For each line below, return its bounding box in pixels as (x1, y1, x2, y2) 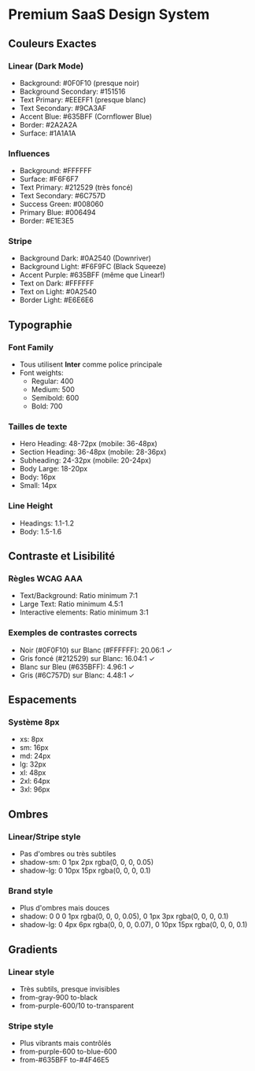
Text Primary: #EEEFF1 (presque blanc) (19, 94, 146, 104)
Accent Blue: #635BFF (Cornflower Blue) (19, 112, 153, 121)
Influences (8, 148, 50, 159)
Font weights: (19, 368, 65, 378)
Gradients (8, 943, 58, 956)
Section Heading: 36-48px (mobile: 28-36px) (19, 447, 167, 457)
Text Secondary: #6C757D (19, 191, 106, 201)
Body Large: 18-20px (19, 464, 88, 474)
